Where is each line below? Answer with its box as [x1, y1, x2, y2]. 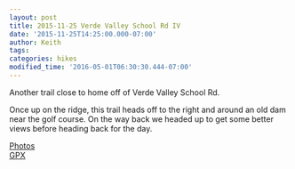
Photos [9, 140, 36, 151]
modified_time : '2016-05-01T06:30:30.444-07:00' [9, 63, 193, 72]
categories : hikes [9, 54, 77, 63]
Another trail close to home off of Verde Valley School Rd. [9, 86, 220, 98]
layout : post [9, 12, 58, 22]
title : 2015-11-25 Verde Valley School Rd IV [9, 21, 180, 30]
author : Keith [9, 37, 62, 47]
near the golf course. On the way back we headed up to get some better [9, 113, 274, 125]
